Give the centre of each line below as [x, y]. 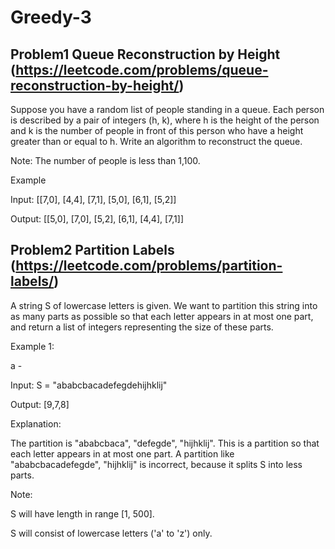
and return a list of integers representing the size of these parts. [142, 327]
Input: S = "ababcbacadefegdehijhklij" [89, 385]
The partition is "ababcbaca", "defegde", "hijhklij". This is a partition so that [165, 443]
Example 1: [32, 346]
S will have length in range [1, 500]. [82, 513]
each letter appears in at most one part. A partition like [122, 453]
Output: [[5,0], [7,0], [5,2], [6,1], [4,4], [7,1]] [97, 219]
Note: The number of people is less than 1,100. [105, 160]
